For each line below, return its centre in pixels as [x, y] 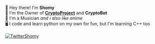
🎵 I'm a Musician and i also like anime [44, 18]
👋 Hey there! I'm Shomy [30, 8]
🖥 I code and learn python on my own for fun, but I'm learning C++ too [77, 24]
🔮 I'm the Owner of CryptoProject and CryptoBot [56, 13]
